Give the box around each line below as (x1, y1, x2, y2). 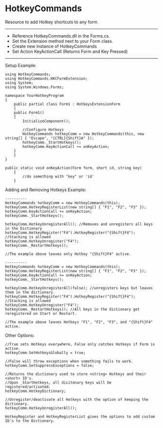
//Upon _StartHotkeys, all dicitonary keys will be (5, 380, 112, 385)
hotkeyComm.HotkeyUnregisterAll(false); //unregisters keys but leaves (5, 285, 153, 290)
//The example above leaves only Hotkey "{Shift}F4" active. (5, 251, 131, 256)
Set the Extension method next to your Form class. (12, 38, 113, 44)
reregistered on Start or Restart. (5, 311, 77, 316)
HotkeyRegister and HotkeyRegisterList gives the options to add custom (5, 414, 155, 419)
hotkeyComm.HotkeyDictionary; (5, 389, 66, 393)
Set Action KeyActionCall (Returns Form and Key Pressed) (12, 48, 128, 54)
